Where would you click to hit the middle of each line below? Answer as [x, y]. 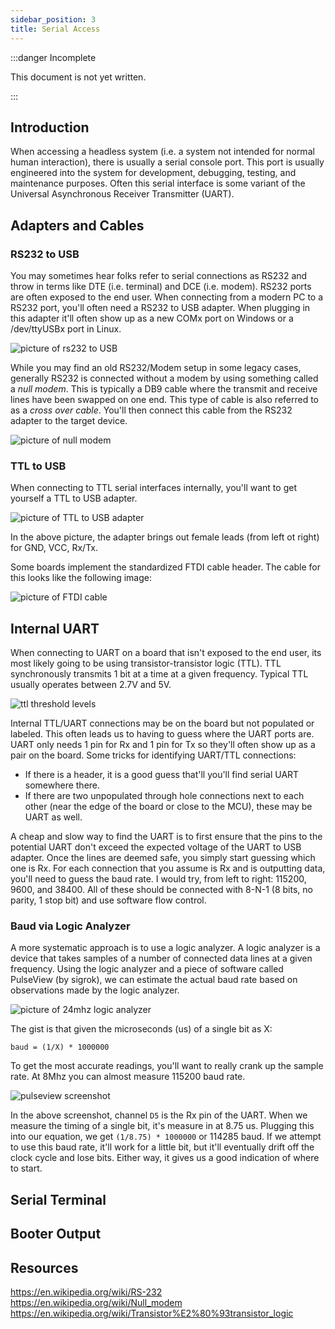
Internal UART [55, 628]
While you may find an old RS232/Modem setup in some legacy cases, [156, 367]
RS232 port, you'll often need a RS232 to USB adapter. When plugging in [160, 307]
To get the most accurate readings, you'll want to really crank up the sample [167, 1066]
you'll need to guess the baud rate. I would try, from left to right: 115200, [158, 879]
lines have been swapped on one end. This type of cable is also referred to [165, 399]
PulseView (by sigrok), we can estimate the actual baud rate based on [154, 980]
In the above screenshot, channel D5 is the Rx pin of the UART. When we [159, 1115]
